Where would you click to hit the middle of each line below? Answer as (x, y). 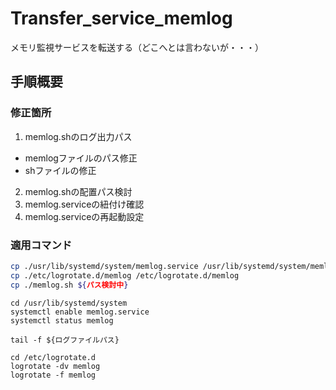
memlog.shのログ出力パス (78, 136)
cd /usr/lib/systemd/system (69, 303)
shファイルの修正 (60, 170)
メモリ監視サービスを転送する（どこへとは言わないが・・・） (137, 47)
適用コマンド (41, 245)
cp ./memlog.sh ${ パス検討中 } (69, 285)
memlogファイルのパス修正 (81, 158)
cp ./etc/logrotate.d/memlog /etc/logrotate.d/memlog (125, 275)
